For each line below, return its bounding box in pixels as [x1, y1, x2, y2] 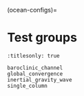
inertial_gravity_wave [7, 76, 72, 83]
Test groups [7, 30, 78, 45]
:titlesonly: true [7, 52, 60, 59]
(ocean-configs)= [7, 6, 57, 14]
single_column [7, 82, 48, 89]
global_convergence [7, 70, 63, 77]
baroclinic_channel [7, 64, 63, 71]
